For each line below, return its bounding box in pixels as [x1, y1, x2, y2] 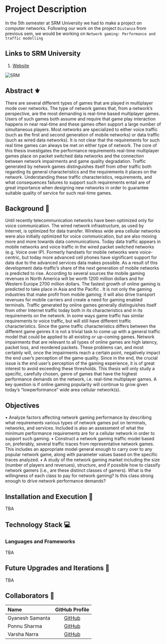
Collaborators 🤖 [5, 591, 55, 600]
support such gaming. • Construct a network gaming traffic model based [5, 436, 155, 442]
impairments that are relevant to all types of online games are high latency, [5, 339, 158, 345]
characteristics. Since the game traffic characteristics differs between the [5, 323, 156, 329]
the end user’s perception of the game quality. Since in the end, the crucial [5, 355, 158, 361]
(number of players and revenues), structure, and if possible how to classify [5, 462, 161, 468]
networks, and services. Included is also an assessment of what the [5, 425, 144, 431]
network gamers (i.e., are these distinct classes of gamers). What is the [5, 467, 152, 474]
